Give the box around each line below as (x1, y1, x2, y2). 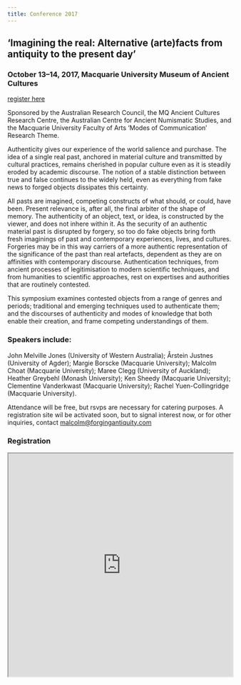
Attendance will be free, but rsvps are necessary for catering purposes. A (7, 403, 224, 411)
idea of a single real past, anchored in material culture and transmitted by (7, 153, 222, 161)
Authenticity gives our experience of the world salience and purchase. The (7, 145, 227, 154)
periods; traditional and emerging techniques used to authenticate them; (7, 301, 220, 311)
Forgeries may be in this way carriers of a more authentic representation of (7, 242, 228, 251)
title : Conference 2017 (7, 10, 78, 18)
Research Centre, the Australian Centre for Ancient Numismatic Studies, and (7, 116, 232, 125)
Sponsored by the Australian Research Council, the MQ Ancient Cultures (7, 109, 220, 117)
